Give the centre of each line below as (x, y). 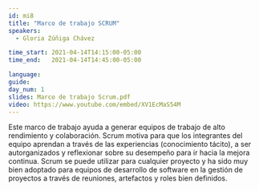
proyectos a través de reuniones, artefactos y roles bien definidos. (118, 178)
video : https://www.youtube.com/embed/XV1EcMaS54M (95, 104)
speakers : (25, 30)
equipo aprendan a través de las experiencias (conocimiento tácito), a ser (130, 144)
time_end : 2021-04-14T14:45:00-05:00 (75, 60)
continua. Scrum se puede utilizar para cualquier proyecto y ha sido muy (128, 161)
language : (25, 75)
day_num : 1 (26, 89)
